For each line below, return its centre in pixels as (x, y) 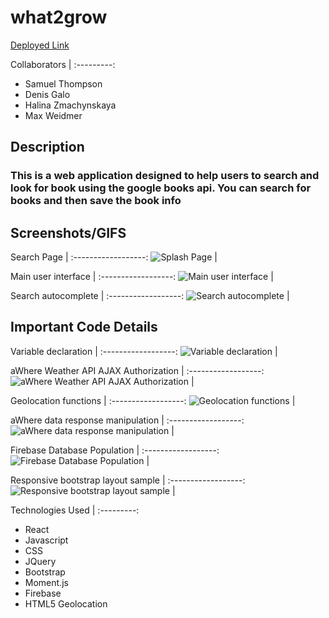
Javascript (46, 540)
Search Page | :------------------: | (114, 257)
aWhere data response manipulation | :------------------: (127, 420)
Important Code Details (84, 327)
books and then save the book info (96, 201)
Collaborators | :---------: (63, 64)
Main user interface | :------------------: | (142, 277)
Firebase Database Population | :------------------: (115, 450)
